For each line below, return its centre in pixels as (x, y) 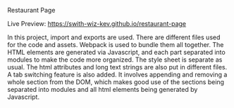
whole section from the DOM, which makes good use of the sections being (116, 82)
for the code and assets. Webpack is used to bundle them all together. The (116, 45)
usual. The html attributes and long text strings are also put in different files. (117, 67)
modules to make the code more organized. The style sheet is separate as (115, 60)
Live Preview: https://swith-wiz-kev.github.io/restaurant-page (97, 23)
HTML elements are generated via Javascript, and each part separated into (116, 52)
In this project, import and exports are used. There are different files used (114, 37)
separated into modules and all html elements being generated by (103, 89)
